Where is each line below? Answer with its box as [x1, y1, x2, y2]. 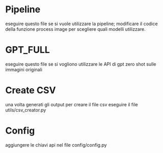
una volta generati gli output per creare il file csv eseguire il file [5, 101, 138, 107]
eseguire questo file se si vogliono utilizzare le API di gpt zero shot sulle [5, 61, 157, 67]
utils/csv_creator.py [5, 107, 46, 113]
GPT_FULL [5, 44, 50, 56]
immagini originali [5, 66, 42, 72]
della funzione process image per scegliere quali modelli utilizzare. [5, 26, 146, 32]
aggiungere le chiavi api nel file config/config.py [5, 142, 107, 148]
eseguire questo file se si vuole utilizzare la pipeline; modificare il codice [5, 21, 158, 27]
